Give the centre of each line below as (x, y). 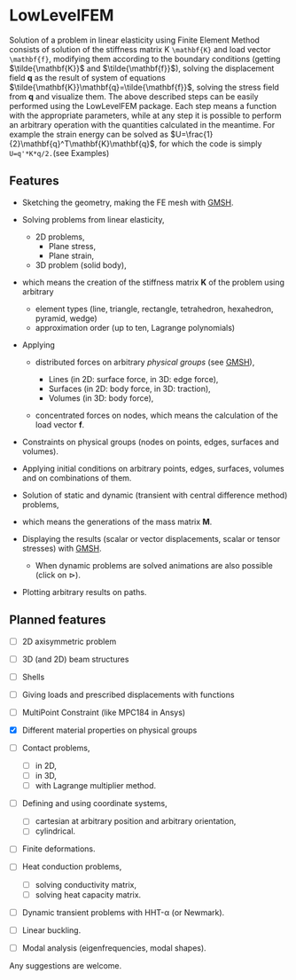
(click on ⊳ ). (58, 575)
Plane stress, (72, 246)
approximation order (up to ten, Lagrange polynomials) (135, 327)
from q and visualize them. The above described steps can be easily (134, 96)
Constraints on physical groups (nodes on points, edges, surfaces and (150, 442)
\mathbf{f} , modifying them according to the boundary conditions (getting (145, 59)
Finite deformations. (58, 849)
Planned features (58, 620)
